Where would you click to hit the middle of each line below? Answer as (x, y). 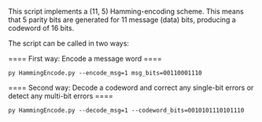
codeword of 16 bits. (41, 28)
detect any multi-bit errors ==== (61, 96)
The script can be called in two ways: (69, 43)
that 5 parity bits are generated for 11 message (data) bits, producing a (122, 20)
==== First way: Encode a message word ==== (85, 59)
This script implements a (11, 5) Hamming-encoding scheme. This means (126, 11)
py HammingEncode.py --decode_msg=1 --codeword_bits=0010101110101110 (126, 110)
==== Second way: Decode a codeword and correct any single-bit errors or (131, 87)
